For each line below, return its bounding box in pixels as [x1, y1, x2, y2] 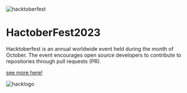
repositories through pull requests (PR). [6, 57, 101, 64]
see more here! [6, 69, 43, 76]
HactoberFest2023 [6, 26, 101, 39]
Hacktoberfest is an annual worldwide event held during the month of [6, 45, 174, 52]
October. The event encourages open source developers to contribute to [6, 51, 182, 58]
